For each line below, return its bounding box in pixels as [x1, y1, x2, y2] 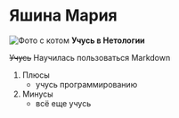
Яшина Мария [9, 5, 118, 26]
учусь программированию [35, 79, 138, 89]
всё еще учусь [35, 97, 92, 108]
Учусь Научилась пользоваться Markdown [9, 52, 171, 63]
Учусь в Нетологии [70, 35, 145, 46]
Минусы [21, 88, 53, 99]
